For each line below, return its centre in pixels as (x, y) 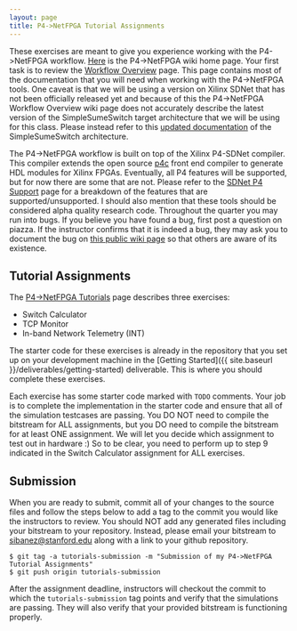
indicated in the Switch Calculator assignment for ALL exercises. (127, 453)
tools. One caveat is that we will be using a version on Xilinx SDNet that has (147, 89)
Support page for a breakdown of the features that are (108, 191)
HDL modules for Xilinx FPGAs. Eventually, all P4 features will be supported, (148, 172)
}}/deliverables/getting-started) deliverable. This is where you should (136, 369)
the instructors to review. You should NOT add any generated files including (148, 522)
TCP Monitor (45, 324)
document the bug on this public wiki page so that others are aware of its (143, 239)
